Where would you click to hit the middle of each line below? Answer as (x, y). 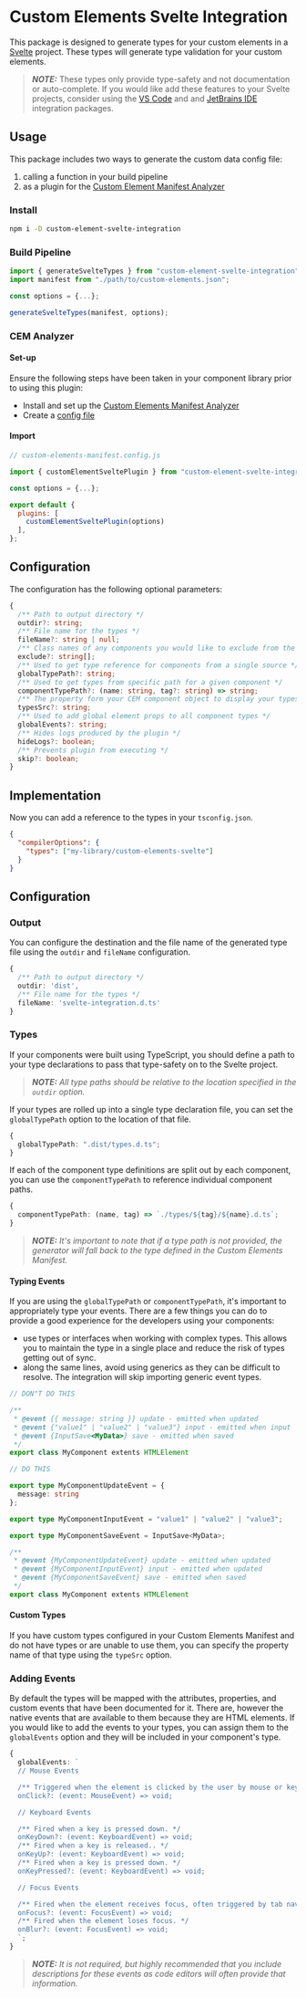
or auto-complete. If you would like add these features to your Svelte (161, 89)
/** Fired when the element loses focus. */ (103, 1921)
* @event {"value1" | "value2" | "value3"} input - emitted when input (152, 1427)
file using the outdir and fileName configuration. (100, 952)
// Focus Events (48, 1888)
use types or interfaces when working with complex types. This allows (155, 1338)
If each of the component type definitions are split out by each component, (150, 1170)
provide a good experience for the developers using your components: (142, 1321)
